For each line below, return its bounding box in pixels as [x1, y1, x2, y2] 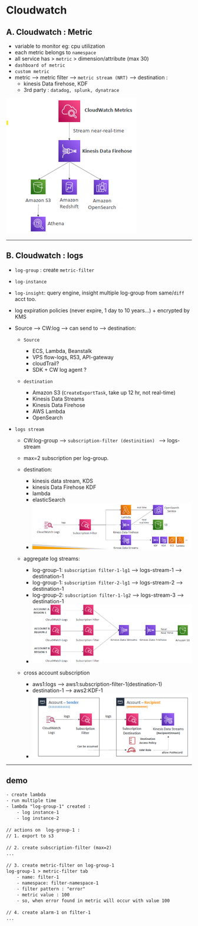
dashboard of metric [14, 62, 65, 68]
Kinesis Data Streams [32, 395, 84, 402]
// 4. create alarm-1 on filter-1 [6, 910, 91, 916]
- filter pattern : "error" [16, 886, 85, 892]
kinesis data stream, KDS [32, 477, 93, 484]
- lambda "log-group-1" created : [6, 803, 91, 810]
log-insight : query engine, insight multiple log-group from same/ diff [14, 289, 184, 296]
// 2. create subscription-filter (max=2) [6, 845, 112, 851]
